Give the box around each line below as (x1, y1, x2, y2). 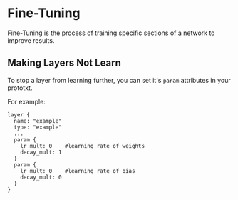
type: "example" (14, 124, 62, 131)
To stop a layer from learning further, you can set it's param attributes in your (7, 76, 231, 84)
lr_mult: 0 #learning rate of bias (20, 167, 135, 174)
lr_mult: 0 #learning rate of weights (20, 142, 145, 149)
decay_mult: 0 (20, 174, 62, 181)
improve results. (7, 36, 55, 44)
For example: (7, 97, 46, 106)
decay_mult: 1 (20, 149, 62, 156)
